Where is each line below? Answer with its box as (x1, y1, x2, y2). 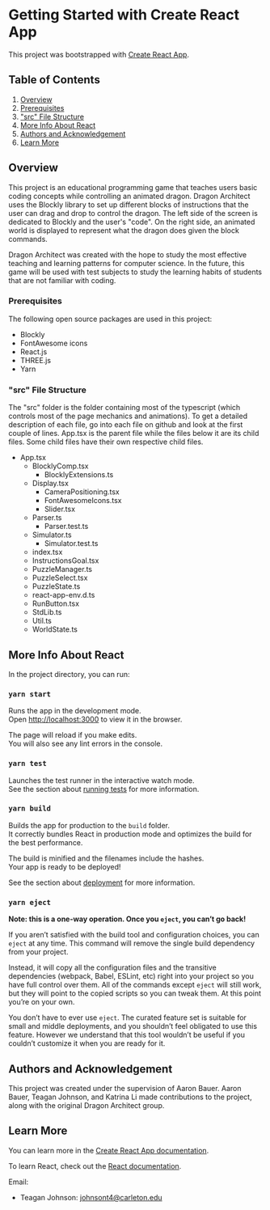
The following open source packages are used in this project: (8, 314, 213, 324)
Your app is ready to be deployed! (8, 861, 121, 871)
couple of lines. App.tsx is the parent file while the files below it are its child (8, 429, 259, 438)
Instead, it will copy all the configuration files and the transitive (8, 962, 217, 972)
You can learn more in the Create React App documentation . (8, 1145, 209, 1155)
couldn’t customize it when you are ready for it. (8, 1039, 166, 1048)
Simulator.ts (32, 530, 72, 539)
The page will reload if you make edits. (8, 730, 137, 740)
